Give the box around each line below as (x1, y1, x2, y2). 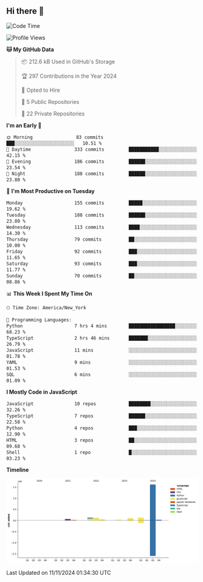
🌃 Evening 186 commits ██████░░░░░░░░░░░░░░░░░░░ (6, 159, 198, 165)
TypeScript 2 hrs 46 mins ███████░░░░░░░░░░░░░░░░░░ (6, 335, 198, 341)
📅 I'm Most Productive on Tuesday (6, 187, 95, 194)
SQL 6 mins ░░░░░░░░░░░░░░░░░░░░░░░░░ (6, 371, 198, 377)
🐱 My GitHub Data (6, 46, 55, 53)
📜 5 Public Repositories (21, 98, 80, 105)
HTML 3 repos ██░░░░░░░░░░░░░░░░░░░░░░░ (6, 437, 198, 443)
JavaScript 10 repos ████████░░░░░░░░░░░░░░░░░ (6, 400, 198, 407)
